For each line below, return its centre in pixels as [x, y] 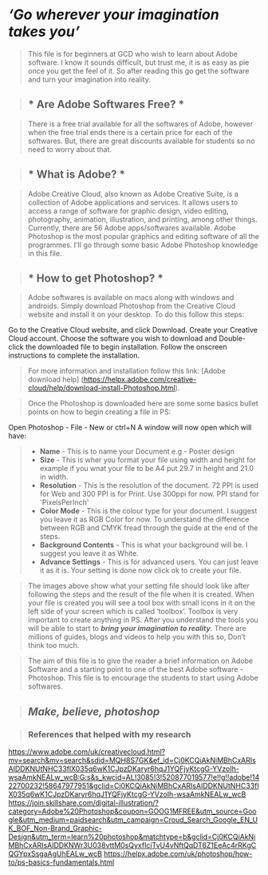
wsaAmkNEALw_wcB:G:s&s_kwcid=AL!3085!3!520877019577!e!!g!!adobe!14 [134, 777]
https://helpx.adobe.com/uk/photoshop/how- [178, 854]
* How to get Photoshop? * [95, 278]
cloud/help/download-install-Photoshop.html [101, 388]
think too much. [53, 645]
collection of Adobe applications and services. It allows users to [133, 202]
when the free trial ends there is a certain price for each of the [130, 132]
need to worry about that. [70, 149]
